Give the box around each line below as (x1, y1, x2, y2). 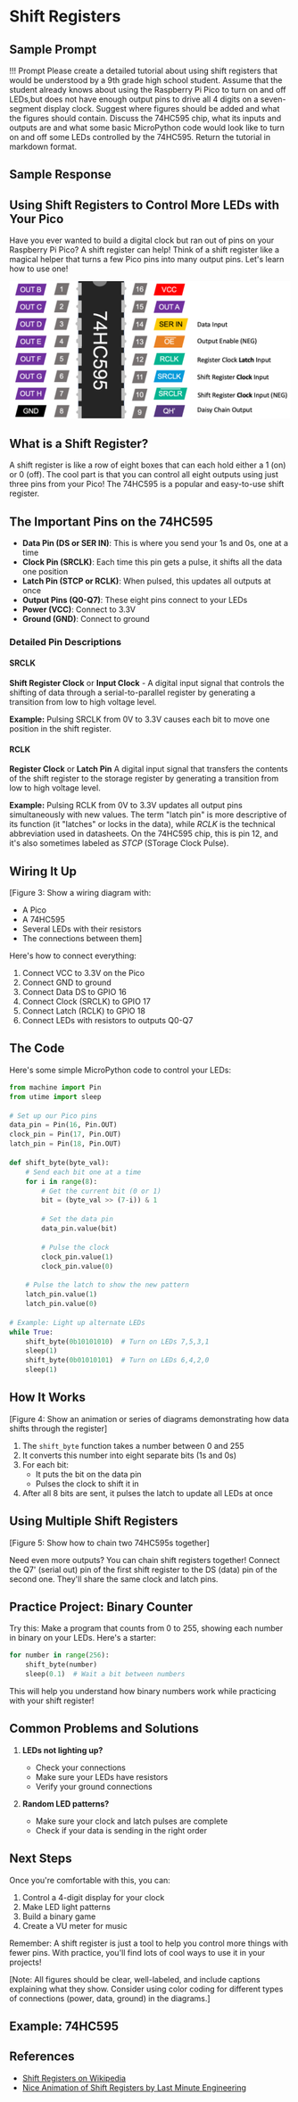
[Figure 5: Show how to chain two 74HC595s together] (9, 1537, 210, 1548)
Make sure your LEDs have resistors (35, 1771, 169, 1782)
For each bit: (21, 1459, 70, 1469)
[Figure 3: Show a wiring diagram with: (9, 888, 152, 898)
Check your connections (35, 1762, 127, 1773)
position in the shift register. (9, 724, 112, 734)
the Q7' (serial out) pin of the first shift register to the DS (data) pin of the (9, 1564, 278, 1575)
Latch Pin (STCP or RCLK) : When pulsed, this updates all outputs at (21, 575, 271, 586)
